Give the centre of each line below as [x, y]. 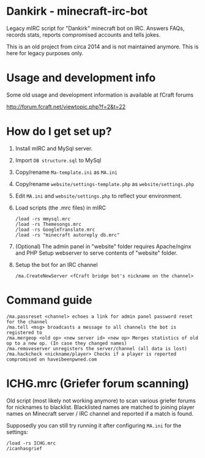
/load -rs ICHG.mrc [31, 443]
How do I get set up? [59, 131]
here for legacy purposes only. [45, 53]
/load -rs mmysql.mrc [43, 219]
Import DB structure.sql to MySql [58, 160]
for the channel [27, 322]
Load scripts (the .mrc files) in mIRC [60, 208]
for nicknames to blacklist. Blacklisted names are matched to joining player [100, 407]
